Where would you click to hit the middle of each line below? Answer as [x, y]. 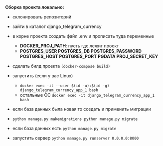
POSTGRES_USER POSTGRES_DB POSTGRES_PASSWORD [81, 51]
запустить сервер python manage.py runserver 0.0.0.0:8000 [76, 138]
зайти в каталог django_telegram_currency [57, 26]
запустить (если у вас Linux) [43, 76]
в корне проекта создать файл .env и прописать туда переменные [83, 36]
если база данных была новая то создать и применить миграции [81, 109]
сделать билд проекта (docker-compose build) [61, 66]
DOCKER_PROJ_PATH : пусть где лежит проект [69, 46]
